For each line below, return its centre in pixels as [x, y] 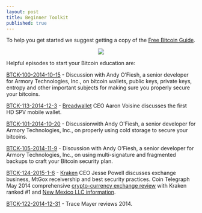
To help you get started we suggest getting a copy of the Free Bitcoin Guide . [101, 40]
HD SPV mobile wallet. [34, 112]
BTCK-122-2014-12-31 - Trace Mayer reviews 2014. [69, 204]
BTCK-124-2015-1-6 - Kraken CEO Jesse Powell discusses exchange [91, 173]
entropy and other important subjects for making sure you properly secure [98, 87]
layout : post [23, 12]
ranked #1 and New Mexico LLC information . [61, 192]
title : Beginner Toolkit [37, 17]
